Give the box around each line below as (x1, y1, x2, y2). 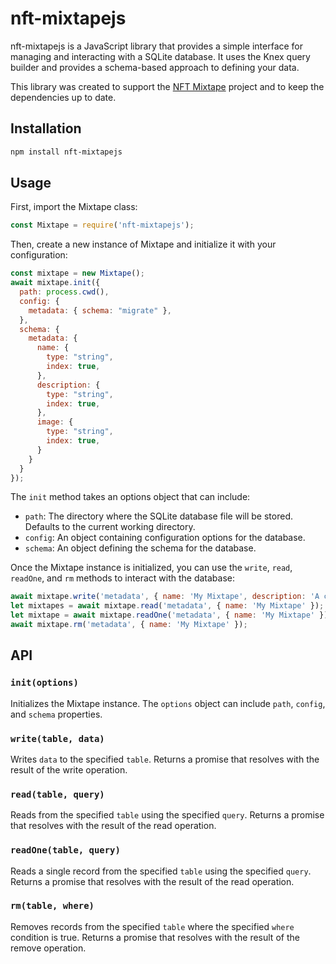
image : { (36, 417, 74, 427)
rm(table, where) (10, 900, 95, 912)
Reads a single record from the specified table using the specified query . (10, 865, 312, 877)
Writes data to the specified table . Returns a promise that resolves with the (10, 753, 320, 765)
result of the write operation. (10, 763, 128, 776)
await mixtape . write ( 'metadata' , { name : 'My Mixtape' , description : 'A (10, 592, 320, 602)
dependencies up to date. (10, 91, 117, 103)
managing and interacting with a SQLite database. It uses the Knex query (10, 50, 311, 62)
